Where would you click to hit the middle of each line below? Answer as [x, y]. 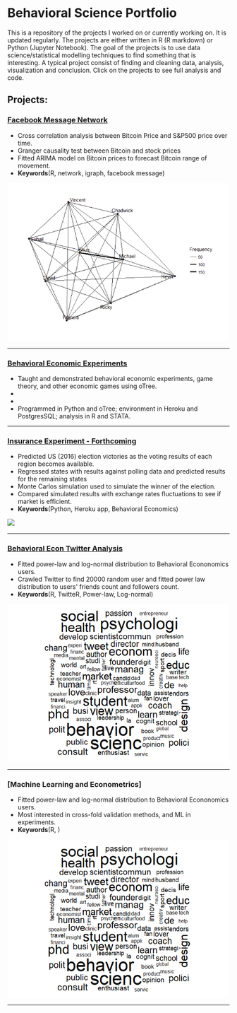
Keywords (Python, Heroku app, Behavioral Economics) [98, 509]
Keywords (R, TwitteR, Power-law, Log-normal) [85, 594]
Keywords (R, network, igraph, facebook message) [91, 173]
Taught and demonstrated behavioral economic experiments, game [115, 379]
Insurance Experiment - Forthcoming [72, 441]
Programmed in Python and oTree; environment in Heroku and [108, 409]
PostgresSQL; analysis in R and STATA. [74, 416]
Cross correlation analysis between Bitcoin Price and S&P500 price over [122, 135]
